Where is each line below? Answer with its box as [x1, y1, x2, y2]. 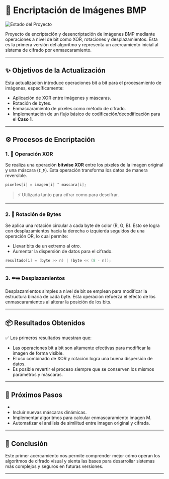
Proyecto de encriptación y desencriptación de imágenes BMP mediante [5, 31, 155, 37]
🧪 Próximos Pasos [5, 390, 63, 399]
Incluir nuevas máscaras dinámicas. [12, 410, 87, 416]
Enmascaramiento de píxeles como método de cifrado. [12, 105, 126, 111]
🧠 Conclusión [5, 439, 48, 448]
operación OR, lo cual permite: [5, 233, 68, 239]
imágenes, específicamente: [5, 85, 64, 91]
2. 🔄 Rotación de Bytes [5, 211, 61, 218]
